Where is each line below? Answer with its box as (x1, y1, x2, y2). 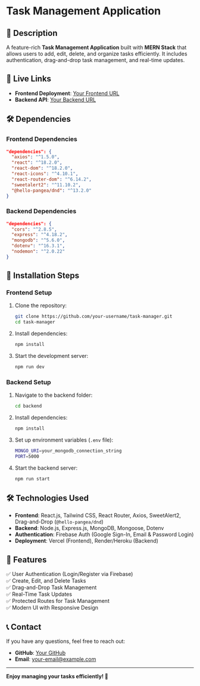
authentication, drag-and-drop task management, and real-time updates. (6, 57, 185, 63)
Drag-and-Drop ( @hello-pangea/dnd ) (14, 518, 104, 525)
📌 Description (6, 28, 58, 38)
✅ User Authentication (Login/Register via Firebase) (6, 571, 133, 578)
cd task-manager (14, 319, 55, 325)
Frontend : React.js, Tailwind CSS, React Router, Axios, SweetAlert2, (14, 512, 182, 519)
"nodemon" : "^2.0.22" (11, 249, 65, 255)
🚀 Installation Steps (6, 271, 80, 281)
